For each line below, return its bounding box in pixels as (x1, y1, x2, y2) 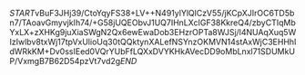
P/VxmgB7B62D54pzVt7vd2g (9, 56, 121, 66)
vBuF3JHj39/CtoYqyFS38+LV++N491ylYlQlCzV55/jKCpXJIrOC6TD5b (35, 8, 295, 18)
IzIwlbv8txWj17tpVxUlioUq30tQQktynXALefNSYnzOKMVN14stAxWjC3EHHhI (9, 36, 297, 47)
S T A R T (9, 8, 36, 18)
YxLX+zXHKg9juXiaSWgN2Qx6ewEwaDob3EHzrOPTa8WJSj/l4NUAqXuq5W (9, 27, 297, 37)
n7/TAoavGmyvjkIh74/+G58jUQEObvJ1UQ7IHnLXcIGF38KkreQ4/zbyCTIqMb (9, 17, 296, 28)
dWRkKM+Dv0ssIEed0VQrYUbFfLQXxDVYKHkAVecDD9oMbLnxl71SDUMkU (9, 46, 296, 57)
